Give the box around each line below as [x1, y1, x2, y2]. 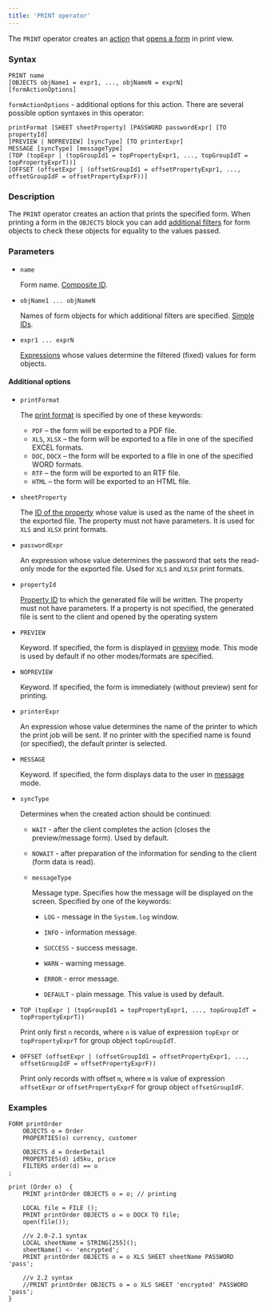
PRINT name [8, 71, 45, 80]
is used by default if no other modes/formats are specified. [19, 651, 214, 661]
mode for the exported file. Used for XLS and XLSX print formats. [35, 564, 244, 574]
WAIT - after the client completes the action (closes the [31, 824, 211, 834]
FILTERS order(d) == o [22, 1162, 98, 1170]
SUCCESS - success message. [43, 943, 138, 952]
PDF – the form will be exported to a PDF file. [31, 425, 177, 435]
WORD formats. [31, 459, 84, 469]
